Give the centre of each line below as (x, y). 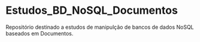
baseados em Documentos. (40, 33)
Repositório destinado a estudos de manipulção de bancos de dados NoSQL (100, 27)
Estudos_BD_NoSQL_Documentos (92, 10)
